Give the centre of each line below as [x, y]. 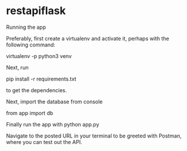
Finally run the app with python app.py [53, 124]
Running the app [26, 27]
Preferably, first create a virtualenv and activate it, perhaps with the [88, 38]
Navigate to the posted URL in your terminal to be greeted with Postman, [94, 136]
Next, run [17, 67]
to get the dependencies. [36, 90]
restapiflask [36, 11]
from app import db [30, 113]
